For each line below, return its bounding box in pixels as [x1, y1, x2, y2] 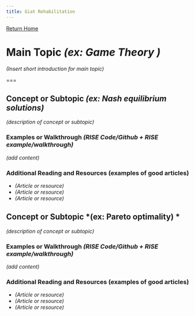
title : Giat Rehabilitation [6, 8, 76, 15]
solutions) [6, 103, 44, 113]
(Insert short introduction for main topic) [6, 65, 105, 72]
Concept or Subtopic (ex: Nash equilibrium [6, 93, 167, 103]
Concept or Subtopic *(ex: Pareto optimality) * [6, 212, 180, 222]
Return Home [6, 25, 38, 32]
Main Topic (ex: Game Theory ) [6, 45, 161, 59]
